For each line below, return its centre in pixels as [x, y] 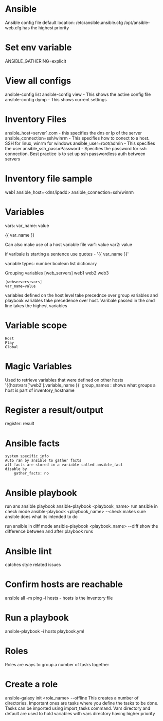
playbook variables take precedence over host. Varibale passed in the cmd [80, 300]
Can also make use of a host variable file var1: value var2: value [69, 244]
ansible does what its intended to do [41, 517]
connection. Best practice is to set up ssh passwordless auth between [75, 154]
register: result [20, 424]
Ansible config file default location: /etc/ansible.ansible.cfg [64, 23]
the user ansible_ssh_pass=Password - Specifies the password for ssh [76, 148]
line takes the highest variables [36, 305]
